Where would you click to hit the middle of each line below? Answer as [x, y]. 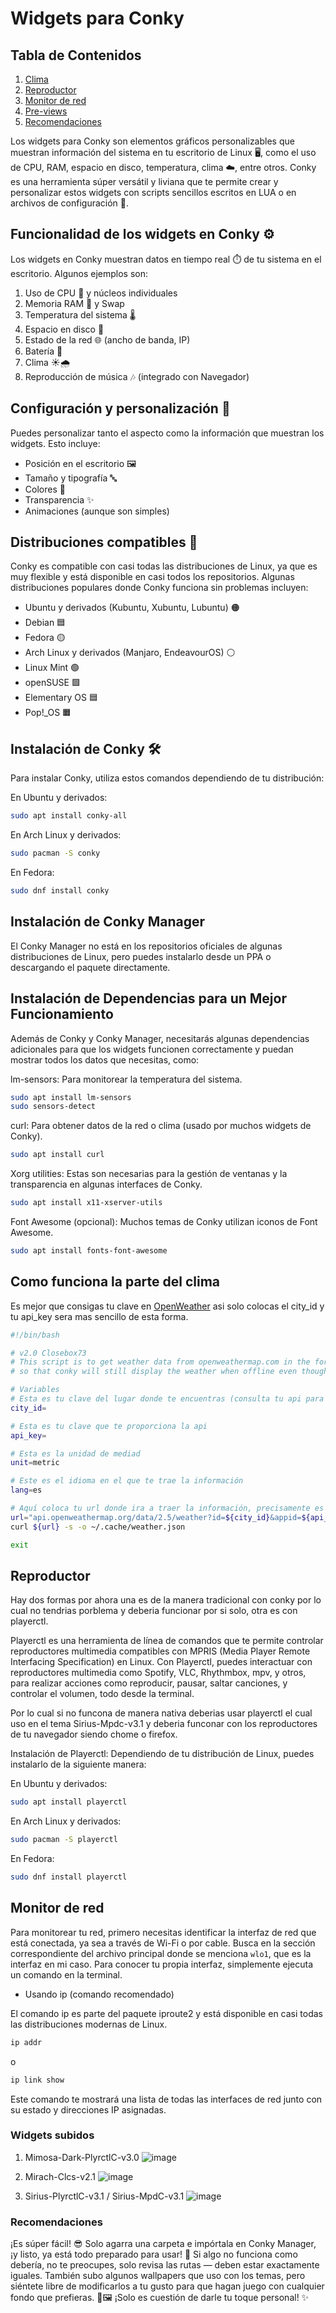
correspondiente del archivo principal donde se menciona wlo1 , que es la [161, 1953]
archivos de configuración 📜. [69, 203]
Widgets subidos [52, 2135]
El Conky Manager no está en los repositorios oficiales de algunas [146, 946]
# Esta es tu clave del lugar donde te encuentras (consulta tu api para [167, 1399]
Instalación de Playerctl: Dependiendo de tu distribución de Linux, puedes [162, 1754]
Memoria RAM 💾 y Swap [74, 303]
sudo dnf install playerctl [69, 1877]
